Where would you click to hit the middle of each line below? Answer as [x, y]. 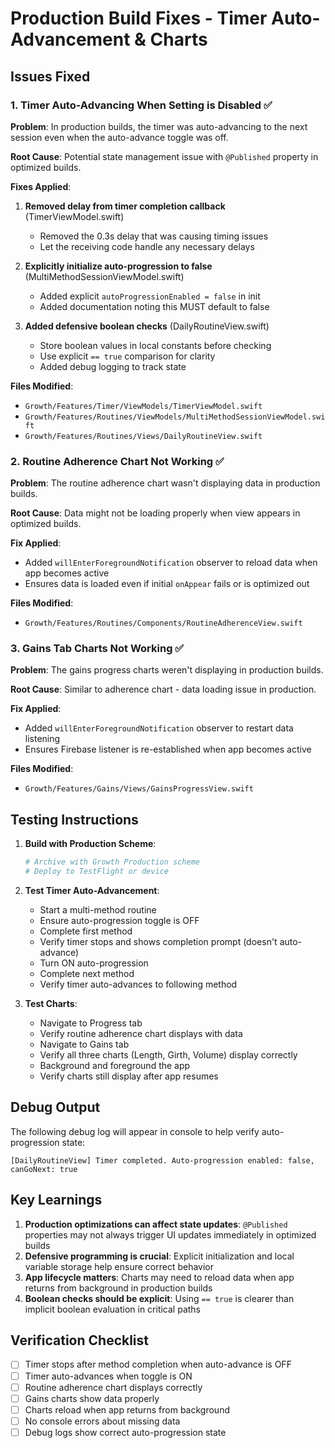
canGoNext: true [44, 1169]
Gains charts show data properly [92, 1398]
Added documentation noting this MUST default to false [154, 306]
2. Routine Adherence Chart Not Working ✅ [117, 461]
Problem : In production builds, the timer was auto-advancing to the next [159, 126]
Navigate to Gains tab [84, 1044]
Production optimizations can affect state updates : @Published [156, 1224]
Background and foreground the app [115, 1066]
